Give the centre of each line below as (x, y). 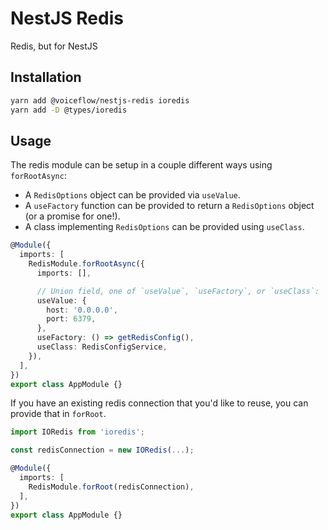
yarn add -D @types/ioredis (69, 110)
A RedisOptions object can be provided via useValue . (132, 195)
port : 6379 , (71, 319)
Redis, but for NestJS (54, 46)
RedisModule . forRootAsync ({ (86, 264)
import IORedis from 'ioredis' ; (77, 432)
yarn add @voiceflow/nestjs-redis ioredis (100, 100)
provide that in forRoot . (58, 414)
